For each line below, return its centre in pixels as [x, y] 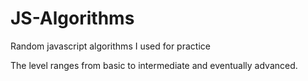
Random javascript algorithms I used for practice [110, 46]
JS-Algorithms [72, 18]
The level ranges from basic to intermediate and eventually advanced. [154, 65]
